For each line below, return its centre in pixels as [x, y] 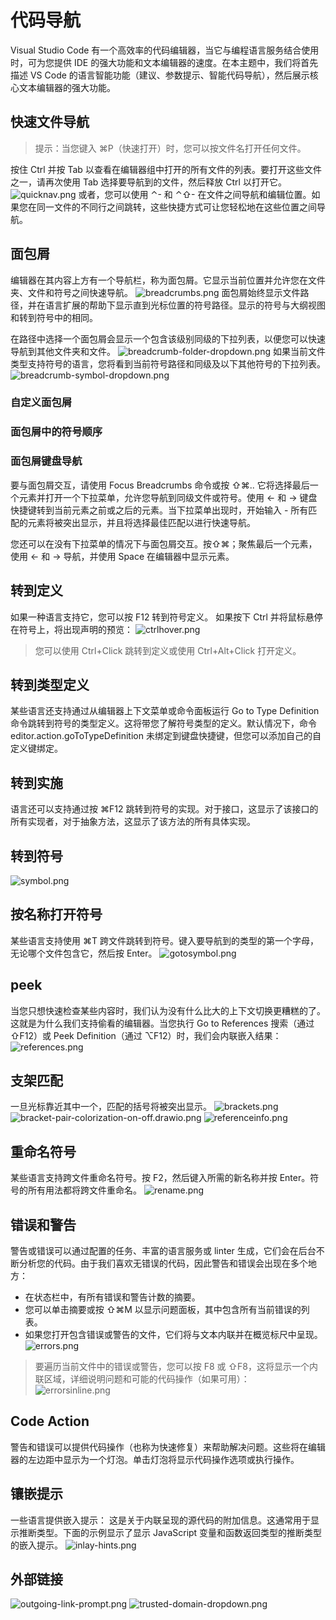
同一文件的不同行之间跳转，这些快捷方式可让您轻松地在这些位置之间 [176, 207]
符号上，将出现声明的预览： [75, 629]
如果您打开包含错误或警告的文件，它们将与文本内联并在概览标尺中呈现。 [173, 1335]
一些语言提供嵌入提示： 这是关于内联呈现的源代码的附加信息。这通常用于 [160, 1520]
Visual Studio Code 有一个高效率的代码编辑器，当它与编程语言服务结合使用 [165, 50]
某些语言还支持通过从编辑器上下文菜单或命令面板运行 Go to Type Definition [165, 711]
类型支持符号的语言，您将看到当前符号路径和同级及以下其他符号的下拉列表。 [168, 363]
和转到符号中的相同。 [54, 317]
